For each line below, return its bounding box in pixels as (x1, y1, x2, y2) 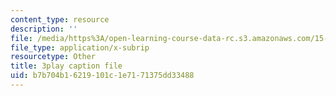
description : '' (10, 24, 78, 34)
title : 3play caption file (10, 61, 123, 71)
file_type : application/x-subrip (10, 42, 150, 53)
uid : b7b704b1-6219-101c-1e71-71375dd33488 (10, 71, 195, 81)
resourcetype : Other (10, 52, 97, 62)
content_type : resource (10, 14, 110, 25)
